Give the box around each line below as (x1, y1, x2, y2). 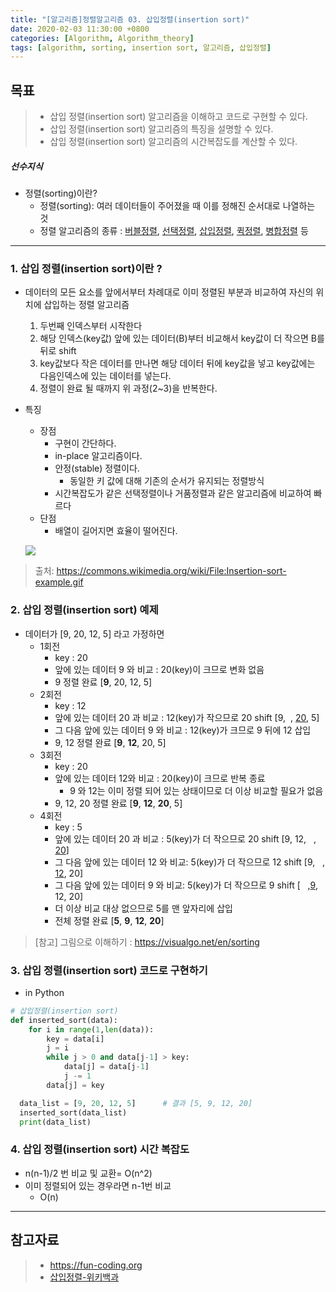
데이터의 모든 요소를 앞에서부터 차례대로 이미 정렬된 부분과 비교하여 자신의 (24, 286, 314, 298)
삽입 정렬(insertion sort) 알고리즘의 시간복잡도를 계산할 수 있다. (49, 136, 298, 148)
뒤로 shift (39, 345, 77, 357)
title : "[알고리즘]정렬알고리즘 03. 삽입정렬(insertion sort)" (10, 14, 250, 25)
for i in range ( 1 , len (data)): (28, 1024, 155, 1035)
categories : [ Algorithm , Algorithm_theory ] (10, 33, 195, 43)
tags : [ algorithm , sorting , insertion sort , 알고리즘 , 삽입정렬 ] (10, 42, 272, 53)
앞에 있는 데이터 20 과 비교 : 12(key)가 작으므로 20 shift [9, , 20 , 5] (54, 711, 320, 723)
